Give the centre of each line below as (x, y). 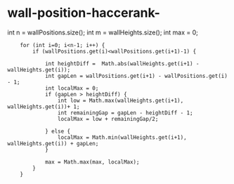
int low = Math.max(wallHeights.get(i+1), (121, 100)
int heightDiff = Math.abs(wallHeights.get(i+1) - (122, 64)
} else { (58, 131)
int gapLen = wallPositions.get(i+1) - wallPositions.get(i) (136, 76)
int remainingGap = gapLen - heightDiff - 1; (125, 113)
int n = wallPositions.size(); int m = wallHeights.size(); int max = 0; (103, 32)
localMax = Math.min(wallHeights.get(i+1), (122, 137)
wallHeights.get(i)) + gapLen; (53, 143)
